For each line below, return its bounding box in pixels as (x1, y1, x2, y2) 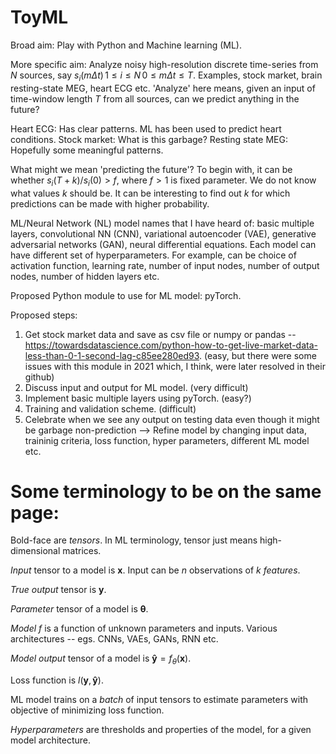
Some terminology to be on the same (10, 480, 322, 503)
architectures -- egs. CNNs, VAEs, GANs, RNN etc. (10, 633, 219, 645)
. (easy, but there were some (198, 349, 317, 361)
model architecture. (10, 734, 91, 746)
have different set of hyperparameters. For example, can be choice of (10, 249, 297, 261)
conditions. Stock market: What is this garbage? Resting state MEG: (10, 133, 288, 145)
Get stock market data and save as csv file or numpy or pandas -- (24, 328, 297, 340)
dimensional (10, 545, 61, 557)
